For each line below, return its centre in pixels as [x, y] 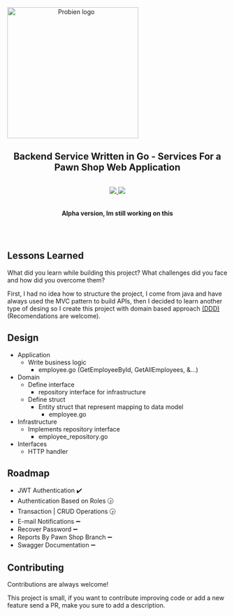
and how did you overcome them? [56, 280]
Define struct [46, 399]
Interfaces [32, 444]
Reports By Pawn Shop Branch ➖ [65, 537]
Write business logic [57, 362]
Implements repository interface [74, 429]
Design [23, 338]
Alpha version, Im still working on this [117, 213]
